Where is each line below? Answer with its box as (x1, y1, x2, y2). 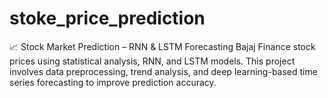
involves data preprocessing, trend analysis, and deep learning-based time (9, 65, 318, 77)
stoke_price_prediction (9, 7, 206, 30)
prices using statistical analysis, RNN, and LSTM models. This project (9, 55, 296, 67)
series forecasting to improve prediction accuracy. (9, 76, 217, 88)
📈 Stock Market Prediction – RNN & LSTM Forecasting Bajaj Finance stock (9, 40, 316, 52)
